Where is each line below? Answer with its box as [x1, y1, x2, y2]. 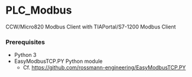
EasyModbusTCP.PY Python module [14, 57, 103, 65]
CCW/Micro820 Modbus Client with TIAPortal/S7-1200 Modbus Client [5, 23, 176, 30]
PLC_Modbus [5, 4, 72, 17]
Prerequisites [5, 38, 45, 46]
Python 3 [14, 52, 37, 59]
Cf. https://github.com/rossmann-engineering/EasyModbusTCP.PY [23, 64, 186, 71]
